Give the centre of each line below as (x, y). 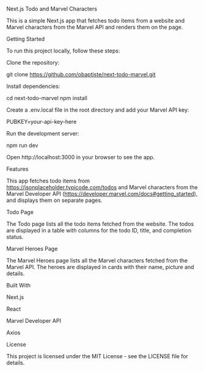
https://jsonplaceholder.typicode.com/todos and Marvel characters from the (102, 187)
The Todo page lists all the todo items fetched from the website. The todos (100, 224)
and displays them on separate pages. (54, 200)
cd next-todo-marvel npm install (47, 98)
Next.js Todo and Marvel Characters (52, 9)
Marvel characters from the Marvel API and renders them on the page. (95, 27)
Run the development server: (43, 133)
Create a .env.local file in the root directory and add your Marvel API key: (98, 110)
